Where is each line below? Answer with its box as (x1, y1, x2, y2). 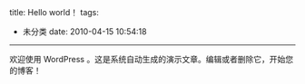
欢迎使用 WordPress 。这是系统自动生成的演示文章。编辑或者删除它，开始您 (9, 54, 293, 64)
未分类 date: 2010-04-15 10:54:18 (22, 26, 147, 37)
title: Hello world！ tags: (9, 7, 100, 17)
